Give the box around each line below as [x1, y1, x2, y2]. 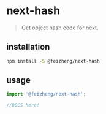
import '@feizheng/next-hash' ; [6, 91, 86, 97]
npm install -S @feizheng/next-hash [6, 58, 100, 64]
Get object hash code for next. [21, 24, 99, 31]
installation [6, 42, 50, 52]
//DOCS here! [6, 102, 40, 108]
